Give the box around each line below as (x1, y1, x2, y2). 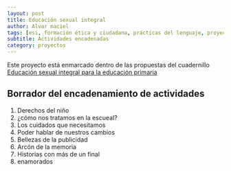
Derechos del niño (16, 106, 69, 114)
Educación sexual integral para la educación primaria (7, 68, 157, 76)
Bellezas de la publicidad (16, 135, 88, 144)
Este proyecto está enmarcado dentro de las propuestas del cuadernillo (7, 61, 210, 69)
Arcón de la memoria (16, 142, 77, 151)
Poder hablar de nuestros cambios (16, 128, 115, 136)
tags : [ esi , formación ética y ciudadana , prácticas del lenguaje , (7, 29, 205, 36)
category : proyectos (7, 42, 67, 49)
